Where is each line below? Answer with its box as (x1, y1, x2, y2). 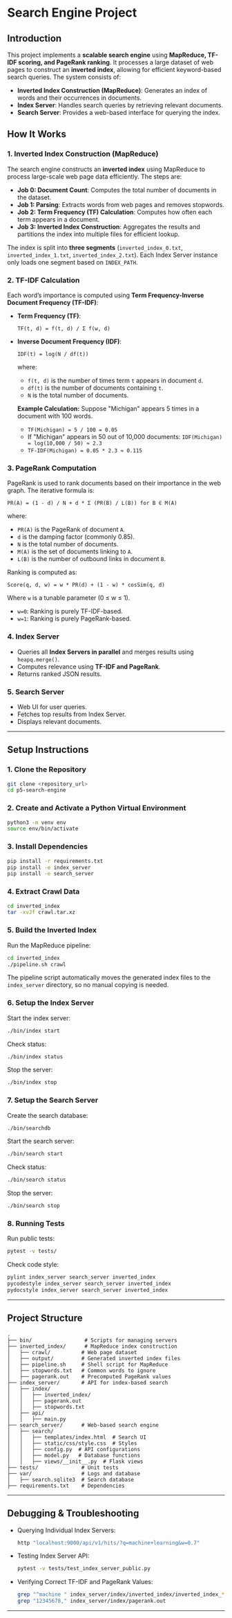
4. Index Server (7, 632, 60, 641)
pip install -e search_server (7, 871, 95, 878)
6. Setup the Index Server (7, 998, 95, 1008)
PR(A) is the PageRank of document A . (17, 525, 126, 534)
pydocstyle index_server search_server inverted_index (7, 1287, 168, 1294)
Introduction (7, 33, 62, 44)
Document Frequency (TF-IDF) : (7, 298, 99, 306)
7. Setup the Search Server (7, 1096, 99, 1105)
